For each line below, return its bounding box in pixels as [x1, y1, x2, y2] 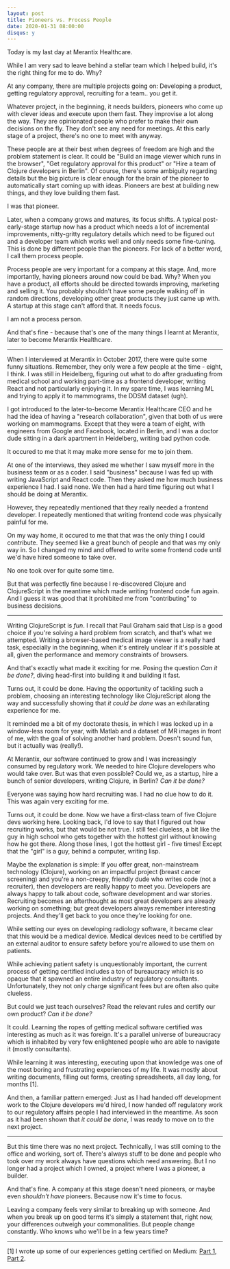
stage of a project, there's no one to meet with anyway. [7, 132, 163, 140]
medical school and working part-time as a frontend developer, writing [7, 377, 206, 385]
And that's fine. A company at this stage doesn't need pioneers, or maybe [7, 1185, 216, 1193]
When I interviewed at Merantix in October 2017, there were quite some [7, 355, 207, 364]
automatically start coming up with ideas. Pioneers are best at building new [7, 181, 219, 190]
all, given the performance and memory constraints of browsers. [7, 650, 190, 659]
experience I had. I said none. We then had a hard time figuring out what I [7, 483, 214, 491]
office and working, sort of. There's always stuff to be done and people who [7, 1150, 222, 1158]
